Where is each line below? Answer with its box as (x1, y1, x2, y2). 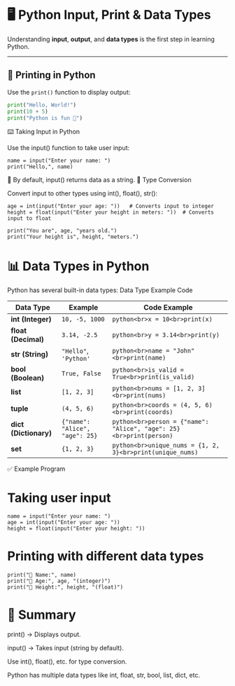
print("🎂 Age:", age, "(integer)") (7, 577, 111, 585)
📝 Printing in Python (7, 69, 96, 81)
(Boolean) (10, 373, 44, 383)
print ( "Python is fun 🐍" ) (7, 114, 83, 121)
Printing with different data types (7, 549, 204, 564)
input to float (7, 215, 52, 222)
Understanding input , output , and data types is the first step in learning (7, 34, 215, 43)
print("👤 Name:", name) (7, 572, 77, 579)
